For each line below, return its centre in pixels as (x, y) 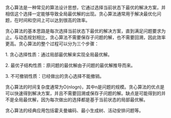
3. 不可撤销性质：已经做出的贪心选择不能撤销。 (55, 76)
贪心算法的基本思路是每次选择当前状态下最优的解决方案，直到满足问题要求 (83, 31)
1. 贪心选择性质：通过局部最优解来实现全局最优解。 (59, 54)
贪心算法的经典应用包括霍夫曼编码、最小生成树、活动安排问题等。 (74, 110)
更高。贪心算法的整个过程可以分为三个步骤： (52, 44)
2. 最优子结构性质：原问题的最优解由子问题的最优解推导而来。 (70, 65)
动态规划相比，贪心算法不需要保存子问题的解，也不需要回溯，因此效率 (92, 37)
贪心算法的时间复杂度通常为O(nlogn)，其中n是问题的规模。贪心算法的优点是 (85, 87)
